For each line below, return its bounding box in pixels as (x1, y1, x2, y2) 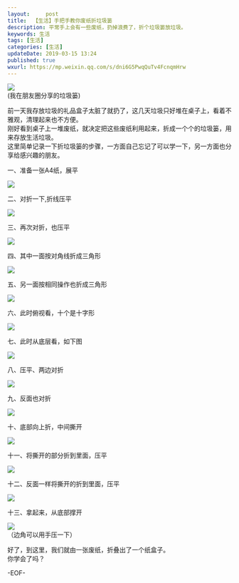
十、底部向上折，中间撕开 (7, 422, 83, 431)
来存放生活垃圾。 (7, 133, 58, 141)
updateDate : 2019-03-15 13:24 (7, 51, 97, 58)
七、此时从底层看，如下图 (7, 336, 83, 346)
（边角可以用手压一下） (7, 530, 76, 539)
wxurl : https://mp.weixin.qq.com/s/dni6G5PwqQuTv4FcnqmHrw (7, 63, 186, 71)
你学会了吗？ (7, 554, 45, 563)
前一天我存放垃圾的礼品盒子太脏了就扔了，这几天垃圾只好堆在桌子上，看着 (7, 106, 225, 115)
